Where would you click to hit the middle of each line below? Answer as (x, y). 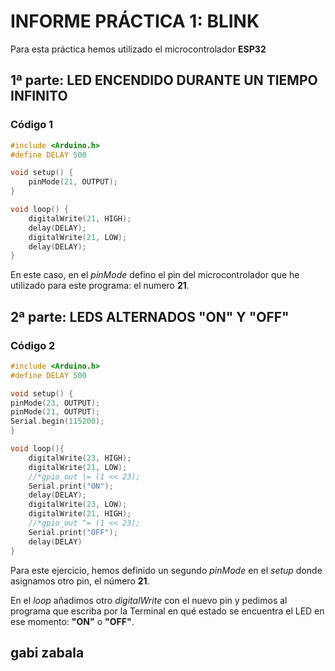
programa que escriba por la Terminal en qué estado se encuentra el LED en (167, 611)
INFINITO (39, 96)
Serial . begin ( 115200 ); (57, 421)
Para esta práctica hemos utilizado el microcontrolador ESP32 (138, 49)
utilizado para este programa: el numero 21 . (100, 286)
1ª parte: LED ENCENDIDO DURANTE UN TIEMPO (164, 80)
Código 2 (33, 345)
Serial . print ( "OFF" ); (73, 532)
